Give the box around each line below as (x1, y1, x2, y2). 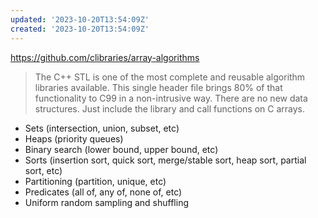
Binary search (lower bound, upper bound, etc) (24, 143, 219, 155)
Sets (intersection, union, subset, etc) (24, 122, 180, 134)
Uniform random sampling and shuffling (24, 196, 190, 208)
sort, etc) (24, 164, 63, 176)
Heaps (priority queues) (24, 132, 124, 145)
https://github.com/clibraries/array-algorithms (10, 51, 200, 63)
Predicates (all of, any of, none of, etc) (24, 186, 183, 198)
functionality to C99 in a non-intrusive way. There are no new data (34, 92, 308, 104)
